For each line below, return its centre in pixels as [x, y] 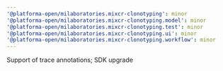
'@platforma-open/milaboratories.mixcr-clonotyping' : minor [97, 14]
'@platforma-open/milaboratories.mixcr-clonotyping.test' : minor [105, 27]
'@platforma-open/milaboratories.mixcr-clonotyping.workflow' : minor [111, 40]
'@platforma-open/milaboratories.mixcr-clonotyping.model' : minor [107, 20]
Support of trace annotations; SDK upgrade [70, 60]
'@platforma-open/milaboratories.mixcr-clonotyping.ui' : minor [102, 33]
